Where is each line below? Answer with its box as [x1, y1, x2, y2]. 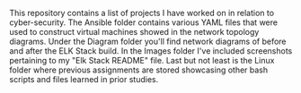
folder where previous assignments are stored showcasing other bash [9, 64, 269, 75]
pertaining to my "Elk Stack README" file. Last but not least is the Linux [9, 55, 275, 65]
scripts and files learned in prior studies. [9, 74, 159, 84]
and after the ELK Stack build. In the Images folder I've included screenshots [9, 46, 293, 56]
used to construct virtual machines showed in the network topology [9, 27, 260, 37]
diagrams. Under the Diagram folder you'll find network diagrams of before [9, 36, 287, 46]
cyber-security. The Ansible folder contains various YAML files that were [9, 17, 279, 28]
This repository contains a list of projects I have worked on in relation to [9, 8, 275, 18]
